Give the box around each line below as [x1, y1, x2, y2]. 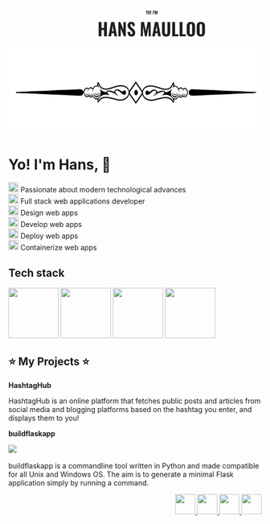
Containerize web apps [19, 243, 97, 253]
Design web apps [19, 208, 79, 218]
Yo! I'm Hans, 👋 [8, 155, 111, 174]
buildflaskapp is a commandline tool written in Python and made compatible [8, 460, 260, 470]
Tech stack [8, 266, 65, 279]
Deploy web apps [19, 231, 79, 241]
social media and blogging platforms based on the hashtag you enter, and [8, 404, 252, 414]
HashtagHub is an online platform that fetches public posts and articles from [8, 396, 261, 406]
